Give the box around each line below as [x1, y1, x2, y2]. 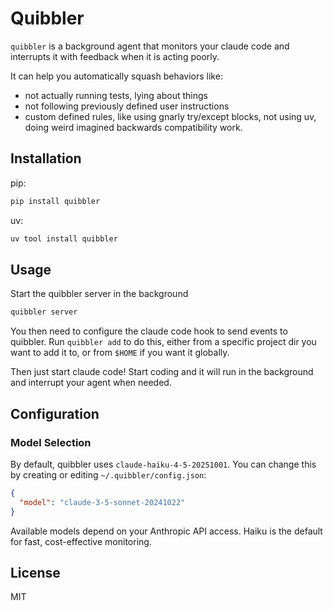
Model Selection [10, 435, 92, 449]
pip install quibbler [10, 196, 101, 206]
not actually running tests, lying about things [24, 89, 208, 101]
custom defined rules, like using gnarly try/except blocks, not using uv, [24, 110, 317, 122]
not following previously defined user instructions [24, 100, 230, 112]
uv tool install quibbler [10, 233, 118, 244]
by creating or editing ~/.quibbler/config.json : [10, 468, 207, 481]
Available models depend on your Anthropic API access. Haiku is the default [10, 525, 323, 537]
